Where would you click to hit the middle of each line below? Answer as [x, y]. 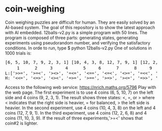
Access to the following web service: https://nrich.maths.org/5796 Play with [81, 87]
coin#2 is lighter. [22, 123]
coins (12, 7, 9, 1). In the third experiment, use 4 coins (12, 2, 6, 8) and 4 [76, 113]
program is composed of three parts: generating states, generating [72, 38]
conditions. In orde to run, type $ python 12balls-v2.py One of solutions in [79, 48]
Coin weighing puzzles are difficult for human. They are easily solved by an [80, 22]
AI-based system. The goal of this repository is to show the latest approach [80, 27]
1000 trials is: [18, 53]
